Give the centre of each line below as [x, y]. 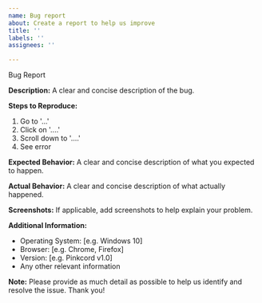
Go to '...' [34, 121]
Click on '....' [40, 130]
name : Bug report [37, 16]
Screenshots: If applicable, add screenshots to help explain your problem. [131, 210]
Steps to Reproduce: [43, 106]
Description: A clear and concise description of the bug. [101, 91]
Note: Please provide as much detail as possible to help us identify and [125, 282]
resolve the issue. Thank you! [57, 290]
